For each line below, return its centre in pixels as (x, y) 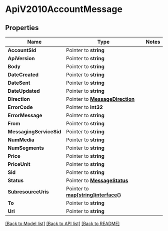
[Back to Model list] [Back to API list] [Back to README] (62, 223)
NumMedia (21, 140)
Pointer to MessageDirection (100, 99)
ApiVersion (21, 58)
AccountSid (22, 50)
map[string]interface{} (93, 195)
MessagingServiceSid (34, 132)
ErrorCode (20, 107)
